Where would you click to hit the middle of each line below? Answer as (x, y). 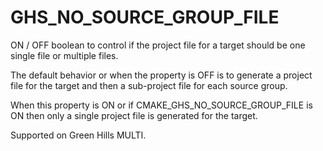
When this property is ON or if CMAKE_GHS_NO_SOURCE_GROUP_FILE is (161, 105)
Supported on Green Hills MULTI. (78, 135)
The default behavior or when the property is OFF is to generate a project (161, 75)
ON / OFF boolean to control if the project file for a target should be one (158, 45)
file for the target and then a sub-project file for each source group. (149, 85)
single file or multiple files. (64, 55)
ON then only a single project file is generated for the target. (134, 115)
